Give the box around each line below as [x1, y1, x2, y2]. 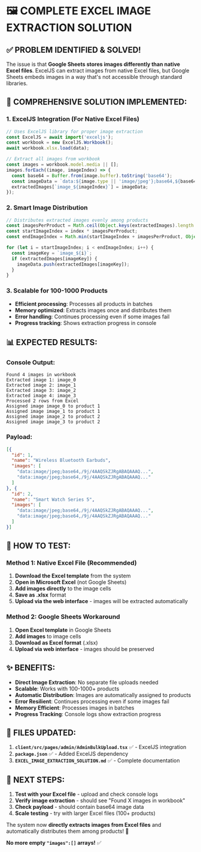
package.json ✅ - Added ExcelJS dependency [14, 750, 129, 757]
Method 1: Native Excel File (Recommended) [6, 559, 137, 567]
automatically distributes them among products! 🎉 [6, 827, 129, 835]
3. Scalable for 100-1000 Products [6, 287, 108, 295]
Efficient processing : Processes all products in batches [14, 300, 153, 308]
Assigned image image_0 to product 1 [6, 403, 100, 409]
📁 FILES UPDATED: [6, 728, 77, 738]
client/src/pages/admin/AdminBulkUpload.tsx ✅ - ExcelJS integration [14, 744, 187, 751]
